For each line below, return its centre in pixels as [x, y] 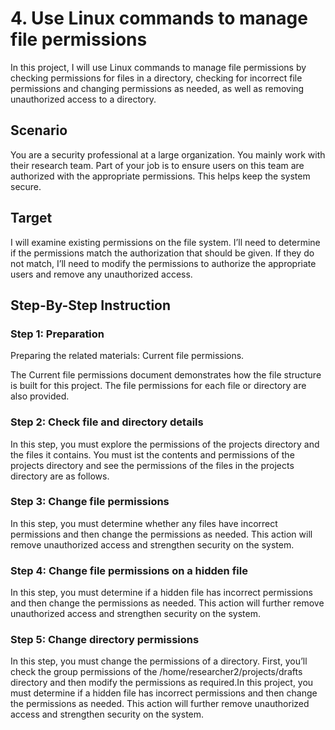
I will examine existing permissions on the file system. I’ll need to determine [165, 242]
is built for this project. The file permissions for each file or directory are [158, 386]
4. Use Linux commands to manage [159, 18]
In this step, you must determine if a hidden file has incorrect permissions [161, 593]
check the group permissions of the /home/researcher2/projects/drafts [156, 672]
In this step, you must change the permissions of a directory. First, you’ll [159, 661]
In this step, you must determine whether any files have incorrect [144, 523]
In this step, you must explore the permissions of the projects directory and [165, 444]
